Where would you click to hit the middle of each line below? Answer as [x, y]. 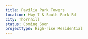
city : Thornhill [22, 19]
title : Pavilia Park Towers [35, 10]
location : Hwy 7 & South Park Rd [41, 15]
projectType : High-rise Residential [44, 29]
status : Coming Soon [27, 24]
